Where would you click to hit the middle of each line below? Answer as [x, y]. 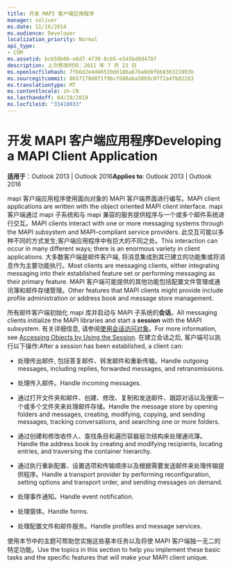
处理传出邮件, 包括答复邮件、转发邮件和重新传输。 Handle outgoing [113, 361]
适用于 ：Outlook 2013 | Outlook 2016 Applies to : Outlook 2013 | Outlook [109, 176]
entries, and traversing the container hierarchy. [84, 451]
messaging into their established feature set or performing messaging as [111, 273]
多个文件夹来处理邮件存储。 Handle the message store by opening [124, 406]
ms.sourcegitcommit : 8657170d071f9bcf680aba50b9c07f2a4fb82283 [101, 78]
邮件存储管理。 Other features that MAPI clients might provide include [124, 290]
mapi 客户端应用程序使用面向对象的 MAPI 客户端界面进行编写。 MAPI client [114, 198]
